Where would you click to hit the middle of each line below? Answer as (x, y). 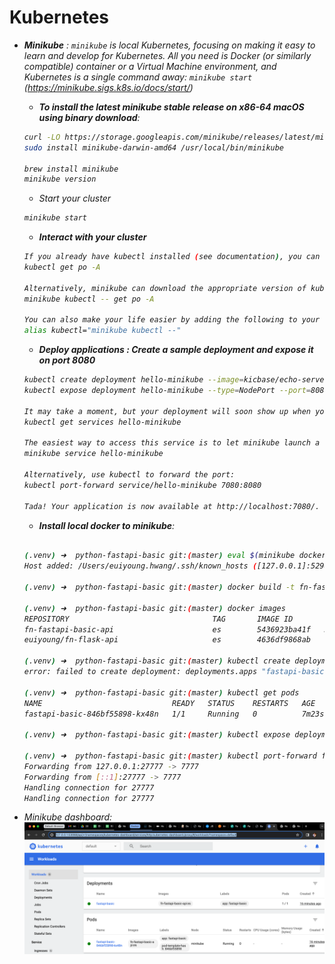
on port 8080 (67, 360)
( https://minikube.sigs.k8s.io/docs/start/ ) (108, 87)
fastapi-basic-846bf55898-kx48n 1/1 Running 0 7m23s (174, 714)
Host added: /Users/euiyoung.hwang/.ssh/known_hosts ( (140, 566)
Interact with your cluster (92, 237)
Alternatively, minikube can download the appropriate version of (165, 288)
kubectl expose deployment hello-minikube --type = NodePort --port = (167, 391)
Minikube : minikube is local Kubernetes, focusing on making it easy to (169, 45)
